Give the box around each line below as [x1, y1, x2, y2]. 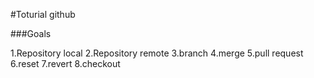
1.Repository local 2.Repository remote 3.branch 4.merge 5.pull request [10, 47, 304, 59]
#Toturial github [10, 9, 76, 20]
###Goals [10, 28, 52, 39]
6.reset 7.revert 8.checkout [10, 58, 121, 69]
